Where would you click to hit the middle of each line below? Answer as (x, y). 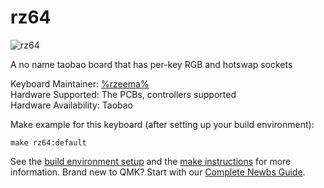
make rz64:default (48, 142)
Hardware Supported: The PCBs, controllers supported (123, 94)
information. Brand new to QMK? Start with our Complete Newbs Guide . (158, 172)
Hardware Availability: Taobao (72, 105)
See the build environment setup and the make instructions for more (151, 161)
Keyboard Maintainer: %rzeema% (80, 83)
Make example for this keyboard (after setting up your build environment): (162, 124)
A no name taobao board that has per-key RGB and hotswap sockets (151, 64)
